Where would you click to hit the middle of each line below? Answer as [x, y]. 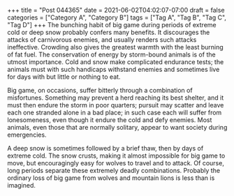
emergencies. [27, 135]
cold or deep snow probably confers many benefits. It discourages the [109, 32]
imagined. [22, 185]
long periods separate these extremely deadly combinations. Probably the [114, 171]
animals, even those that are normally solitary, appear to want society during [117, 127]
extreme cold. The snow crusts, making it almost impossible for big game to [116, 156]
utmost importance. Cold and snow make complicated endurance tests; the [116, 62]
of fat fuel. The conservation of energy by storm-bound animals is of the [111, 54]
